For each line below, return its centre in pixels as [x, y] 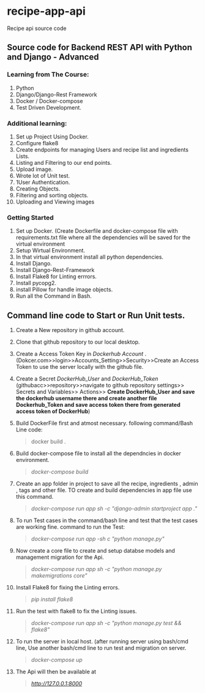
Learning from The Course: [48, 75]
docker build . [48, 442]
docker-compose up [57, 660]
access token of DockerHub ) [53, 411]
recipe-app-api [47, 11]
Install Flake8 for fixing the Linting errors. [68, 588]
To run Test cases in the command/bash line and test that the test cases [107, 521]
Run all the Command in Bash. [54, 296]
